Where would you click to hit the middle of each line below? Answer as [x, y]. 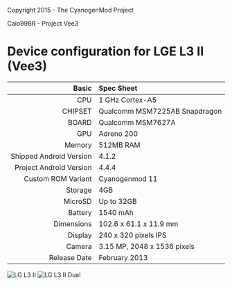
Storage [79, 190]
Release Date [70, 257]
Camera [79, 246]
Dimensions [73, 223]
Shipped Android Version [51, 156]
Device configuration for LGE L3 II [106, 52]
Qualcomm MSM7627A [137, 122]
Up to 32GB [118, 201]
